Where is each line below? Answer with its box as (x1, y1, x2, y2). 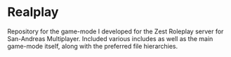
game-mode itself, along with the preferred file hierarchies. (7, 42, 178, 50)
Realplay (7, 4, 59, 20)
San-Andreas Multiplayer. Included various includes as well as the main (7, 34, 213, 42)
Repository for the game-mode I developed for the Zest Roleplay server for (7, 27, 224, 35)
